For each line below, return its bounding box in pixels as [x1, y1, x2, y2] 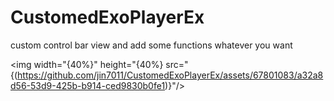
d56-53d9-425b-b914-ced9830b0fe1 [10, 79, 166, 91]
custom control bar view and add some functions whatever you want [10, 39, 293, 51]
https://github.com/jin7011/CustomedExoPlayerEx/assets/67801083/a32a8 [17, 69, 324, 81]
